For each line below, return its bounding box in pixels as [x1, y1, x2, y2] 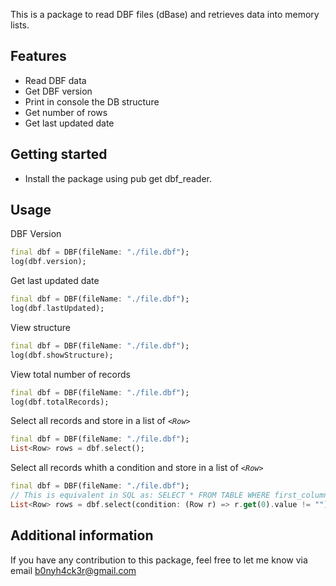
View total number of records [10, 368, 131, 380]
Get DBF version [24, 85, 93, 97]
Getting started [10, 146, 108, 163]
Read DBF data [24, 74, 87, 86]
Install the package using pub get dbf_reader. [24, 172, 213, 184]
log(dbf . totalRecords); [10, 397, 110, 407]
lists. [10, 19, 30, 31]
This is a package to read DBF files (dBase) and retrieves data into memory [10, 9, 320, 20]
